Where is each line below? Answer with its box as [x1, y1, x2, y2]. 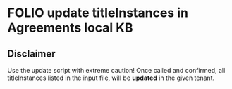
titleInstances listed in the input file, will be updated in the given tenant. [7, 74, 215, 82]
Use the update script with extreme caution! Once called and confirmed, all [7, 67, 226, 74]
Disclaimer [7, 48, 56, 60]
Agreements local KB [7, 20, 133, 36]
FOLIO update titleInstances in [7, 5, 189, 21]
